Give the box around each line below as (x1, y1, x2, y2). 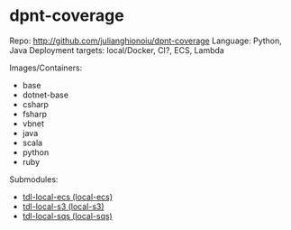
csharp (22, 98, 50, 109)
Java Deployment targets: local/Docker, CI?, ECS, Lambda (9, 44, 225, 55)
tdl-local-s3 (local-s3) (22, 200, 105, 212)
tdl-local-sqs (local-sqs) (22, 210, 113, 221)
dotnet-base (22, 89, 69, 100)
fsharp (22, 108, 48, 119)
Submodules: (9, 173, 59, 185)
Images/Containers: (9, 62, 83, 73)
